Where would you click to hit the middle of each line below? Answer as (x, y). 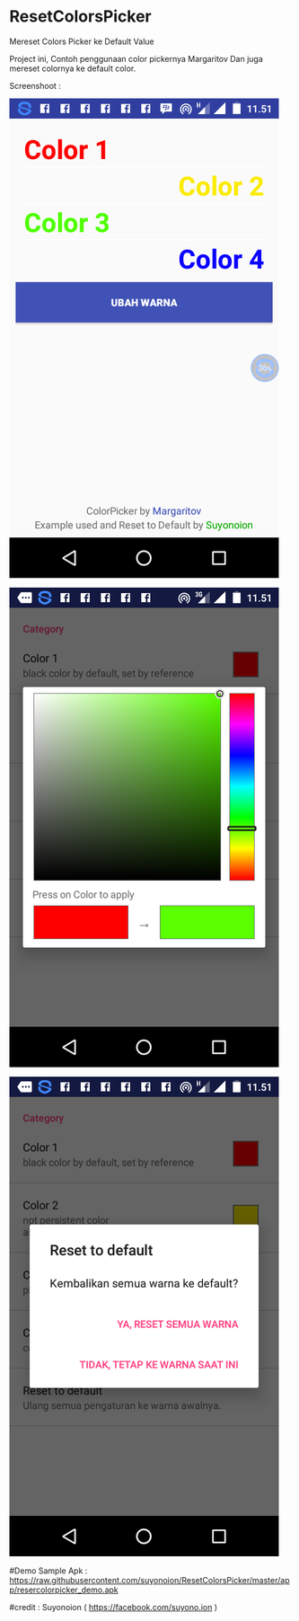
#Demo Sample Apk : (48, 1571)
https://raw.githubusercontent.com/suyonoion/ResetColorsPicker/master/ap (149, 1580)
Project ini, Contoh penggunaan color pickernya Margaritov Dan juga (136, 58)
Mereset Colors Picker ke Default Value (82, 41)
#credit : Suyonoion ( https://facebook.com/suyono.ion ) (114, 1607)
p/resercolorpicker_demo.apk (64, 1590)
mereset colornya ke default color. (73, 68)
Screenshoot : (35, 85)
